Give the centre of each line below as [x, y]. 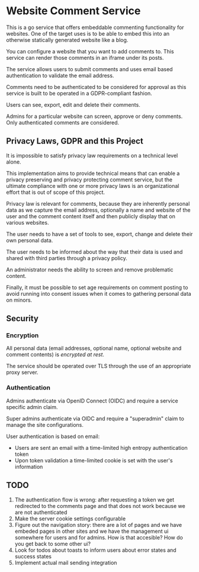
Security [22, 319]
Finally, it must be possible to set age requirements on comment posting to [97, 287]
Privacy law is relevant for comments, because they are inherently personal [98, 203]
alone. [14, 162]
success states [33, 556]
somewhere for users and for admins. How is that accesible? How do [99, 537]
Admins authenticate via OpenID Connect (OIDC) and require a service [92, 401]
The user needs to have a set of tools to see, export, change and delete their [99, 234]
